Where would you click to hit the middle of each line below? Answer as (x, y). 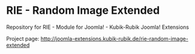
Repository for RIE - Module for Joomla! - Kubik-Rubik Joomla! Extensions (97, 27)
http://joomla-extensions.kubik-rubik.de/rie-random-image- (115, 38)
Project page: (23, 38)
